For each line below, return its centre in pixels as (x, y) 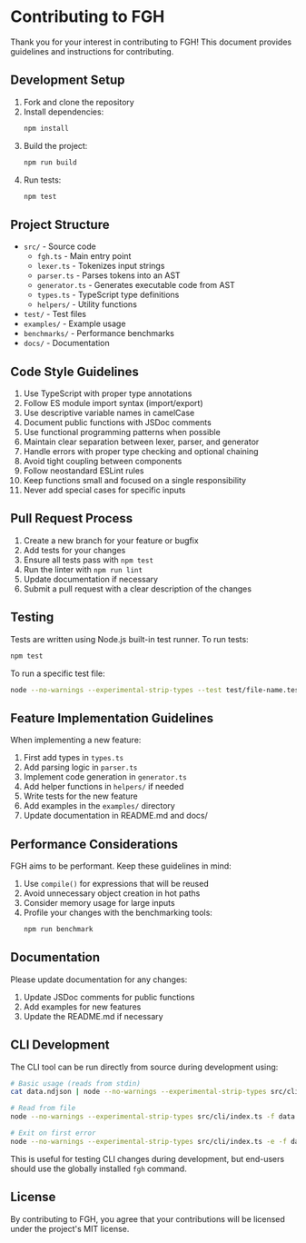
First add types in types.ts (74, 758)
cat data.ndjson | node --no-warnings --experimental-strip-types (138, 1092)
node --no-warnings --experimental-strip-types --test (116, 690)
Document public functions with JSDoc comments (117, 423)
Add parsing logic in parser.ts (80, 767)
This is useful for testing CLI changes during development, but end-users (148, 1158)
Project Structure (60, 224)
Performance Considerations (94, 844)
